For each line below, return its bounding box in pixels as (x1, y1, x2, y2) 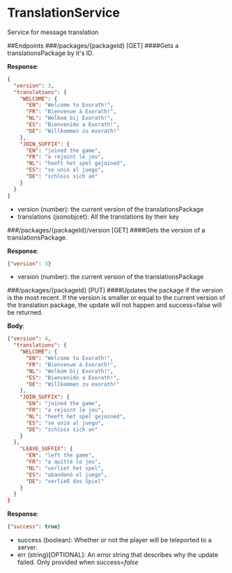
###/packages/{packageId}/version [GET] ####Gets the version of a (7, 226, 206, 234)
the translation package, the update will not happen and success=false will (7, 301, 222, 309)
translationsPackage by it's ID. (7, 49, 94, 57)
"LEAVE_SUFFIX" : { (20, 446, 73, 453)
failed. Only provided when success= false (17, 558, 139, 567)
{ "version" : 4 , (7, 336, 52, 343)
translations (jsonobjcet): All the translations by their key (17, 212, 180, 221)
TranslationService (7, 5, 121, 21)
